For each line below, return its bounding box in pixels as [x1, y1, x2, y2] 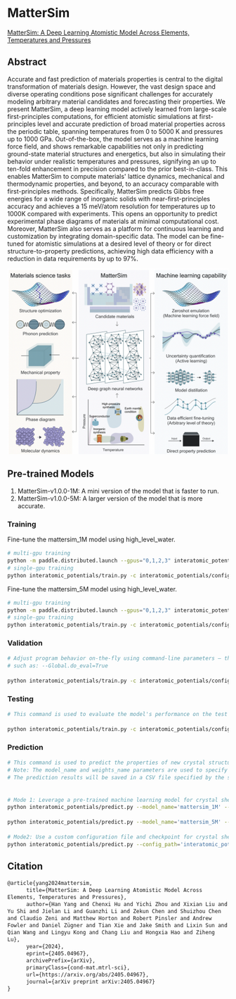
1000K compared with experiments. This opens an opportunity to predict [7, 209, 218, 218]
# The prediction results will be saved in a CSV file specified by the [7, 774, 225, 781]
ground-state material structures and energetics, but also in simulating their [7, 149, 226, 158]
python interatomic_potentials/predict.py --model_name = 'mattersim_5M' [7, 819, 221, 826]
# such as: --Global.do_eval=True [7, 662, 109, 670]
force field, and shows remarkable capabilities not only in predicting [7, 142, 204, 151]
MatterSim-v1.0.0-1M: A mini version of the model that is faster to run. [17, 486, 219, 495]
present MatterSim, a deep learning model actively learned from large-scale [7, 104, 227, 113]
